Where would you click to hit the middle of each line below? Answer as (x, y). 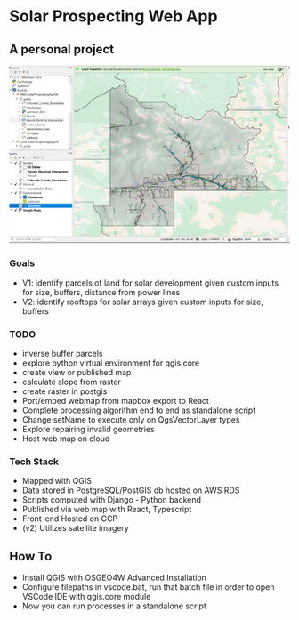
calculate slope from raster (72, 382)
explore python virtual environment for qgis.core (111, 363)
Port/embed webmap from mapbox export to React (115, 401)
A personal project (61, 49)
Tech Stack (34, 462)
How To (31, 556)
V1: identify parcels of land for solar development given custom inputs (150, 283)
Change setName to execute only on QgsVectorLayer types (131, 420)
